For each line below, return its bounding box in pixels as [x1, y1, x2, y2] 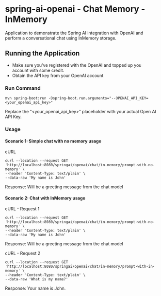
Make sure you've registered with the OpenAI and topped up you [12, 62, 142, 68]
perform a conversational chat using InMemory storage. [5, 35, 116, 41]
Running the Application [5, 49, 80, 58]
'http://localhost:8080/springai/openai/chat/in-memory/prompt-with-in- [5, 264, 155, 269]
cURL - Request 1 [5, 206, 40, 212]
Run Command [5, 84, 41, 91]
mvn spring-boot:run [5, 96, 47, 101]
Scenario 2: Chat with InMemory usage [5, 195, 86, 201]
